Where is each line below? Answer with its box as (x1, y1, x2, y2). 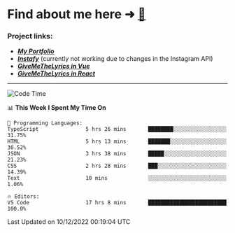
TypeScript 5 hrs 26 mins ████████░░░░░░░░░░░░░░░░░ (7, 126, 227, 133)
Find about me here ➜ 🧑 (7, 6, 146, 22)
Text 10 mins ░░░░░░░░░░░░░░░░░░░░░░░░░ (7, 175, 227, 182)
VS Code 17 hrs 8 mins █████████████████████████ (7, 199, 227, 206)
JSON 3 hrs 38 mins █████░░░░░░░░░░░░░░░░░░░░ (7, 150, 227, 157)
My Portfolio (17, 47, 55, 55)
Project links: (7, 31, 53, 41)
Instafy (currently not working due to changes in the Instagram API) (17, 55, 213, 63)
